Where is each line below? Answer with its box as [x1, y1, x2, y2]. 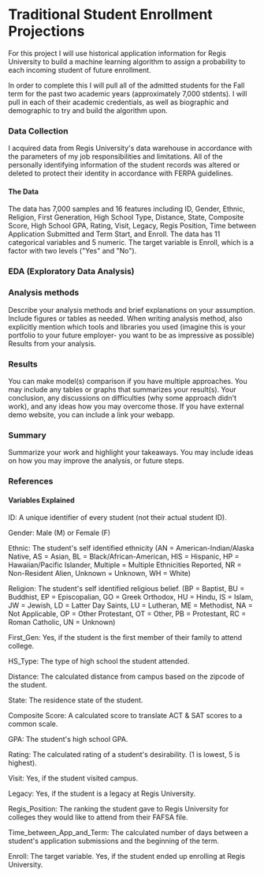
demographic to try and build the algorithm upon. [8, 105, 168, 115]
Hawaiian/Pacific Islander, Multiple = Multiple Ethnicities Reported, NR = [8, 560, 242, 570]
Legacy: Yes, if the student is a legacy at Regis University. [8, 789, 196, 799]
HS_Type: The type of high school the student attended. [8, 657, 190, 666]
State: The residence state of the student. [8, 695, 143, 705]
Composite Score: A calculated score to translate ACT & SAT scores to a [8, 711, 243, 721]
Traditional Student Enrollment [8, 6, 213, 24]
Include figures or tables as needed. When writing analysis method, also [8, 314, 243, 323]
